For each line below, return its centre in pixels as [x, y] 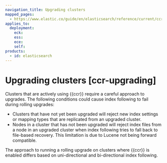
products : [15, 51]
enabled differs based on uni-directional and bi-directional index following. [82, 155]
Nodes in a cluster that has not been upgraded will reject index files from [87, 125]
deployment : [22, 28]
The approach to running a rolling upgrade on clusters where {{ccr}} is [78, 150]
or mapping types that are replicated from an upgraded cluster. [77, 119]
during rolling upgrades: [30, 105]
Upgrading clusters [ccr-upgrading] [81, 80]
